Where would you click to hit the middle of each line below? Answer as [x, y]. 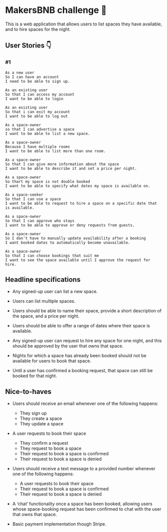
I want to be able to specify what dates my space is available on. [78, 186]
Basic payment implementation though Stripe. [59, 524]
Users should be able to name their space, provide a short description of [87, 311]
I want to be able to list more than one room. [56, 151]
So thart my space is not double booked [48, 181]
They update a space [42, 424]
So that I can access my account [40, 94]
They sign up [33, 413]
